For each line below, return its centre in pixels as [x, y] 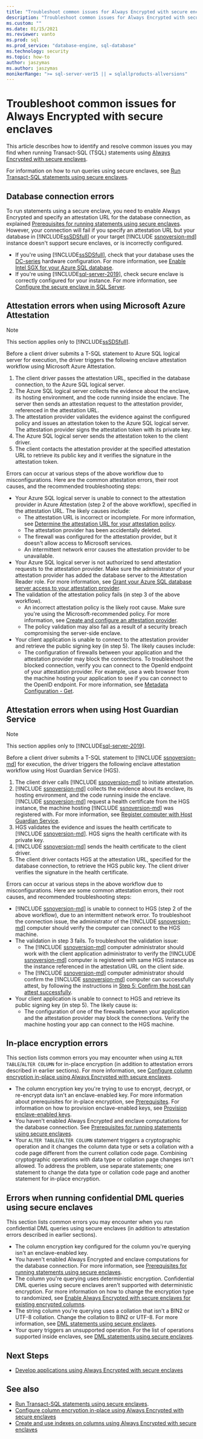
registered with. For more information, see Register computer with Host [104, 814]
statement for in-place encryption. [58, 1179]
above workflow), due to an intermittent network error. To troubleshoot [103, 915]
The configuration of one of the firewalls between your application [106, 1011]
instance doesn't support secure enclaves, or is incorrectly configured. [95, 243]
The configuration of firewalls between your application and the [103, 652]
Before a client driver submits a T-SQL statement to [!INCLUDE [84, 757]
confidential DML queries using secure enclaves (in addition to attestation [98, 1228]
